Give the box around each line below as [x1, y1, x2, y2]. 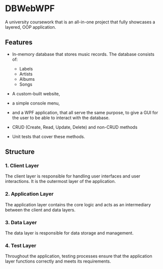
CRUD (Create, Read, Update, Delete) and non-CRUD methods [12, 124, 138, 130]
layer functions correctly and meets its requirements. [5, 258, 111, 264]
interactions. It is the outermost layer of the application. [5, 179, 116, 184]
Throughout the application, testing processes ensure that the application [5, 253, 152, 259]
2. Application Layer [5, 191, 54, 197]
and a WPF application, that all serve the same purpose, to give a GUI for [12, 109, 158, 115]
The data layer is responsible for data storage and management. [5, 230, 134, 236]
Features [5, 38, 33, 47]
